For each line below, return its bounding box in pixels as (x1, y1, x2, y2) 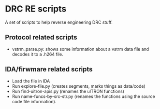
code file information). (12, 98, 57, 104)
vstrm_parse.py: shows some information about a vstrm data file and (12, 46, 149, 52)
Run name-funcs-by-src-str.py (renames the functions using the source (12, 93, 156, 99)
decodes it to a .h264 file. (12, 51, 64, 57)
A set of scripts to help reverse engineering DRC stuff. (5, 19, 113, 25)
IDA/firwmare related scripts (5, 65, 93, 73)
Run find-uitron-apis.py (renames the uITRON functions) (12, 88, 125, 94)
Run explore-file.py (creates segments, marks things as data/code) (12, 83, 146, 89)
